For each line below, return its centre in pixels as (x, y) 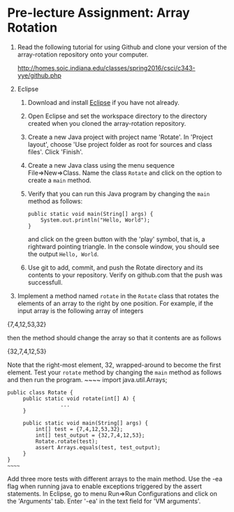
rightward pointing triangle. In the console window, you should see (124, 247)
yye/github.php (39, 75)
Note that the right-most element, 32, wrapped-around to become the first (114, 365)
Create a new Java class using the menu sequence (101, 165)
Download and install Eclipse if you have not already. (103, 102)
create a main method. (60, 180)
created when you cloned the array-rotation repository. (107, 123)
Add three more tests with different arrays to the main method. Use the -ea (115, 478)
